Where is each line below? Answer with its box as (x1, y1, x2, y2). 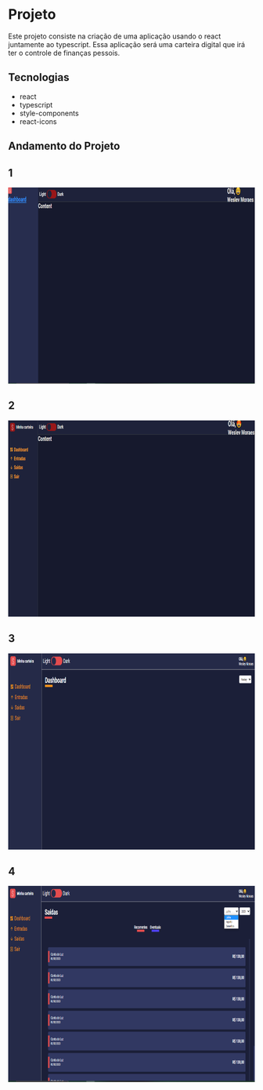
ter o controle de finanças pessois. (8, 48, 121, 57)
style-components (19, 108, 80, 118)
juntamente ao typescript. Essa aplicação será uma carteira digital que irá (8, 39, 245, 49)
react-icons (19, 116, 57, 126)
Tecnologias (8, 71, 70, 84)
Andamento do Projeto (8, 140, 121, 153)
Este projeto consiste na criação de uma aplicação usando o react (8, 31, 222, 41)
